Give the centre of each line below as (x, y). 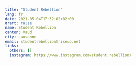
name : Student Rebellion (31, 28)
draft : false (19, 23)
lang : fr (14, 14)
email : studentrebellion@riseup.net (43, 42)
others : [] (21, 50)
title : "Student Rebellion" (34, 10)
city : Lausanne (21, 37)
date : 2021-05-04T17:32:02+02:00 (40, 19)
